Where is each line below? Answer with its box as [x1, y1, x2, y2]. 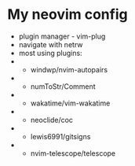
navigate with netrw [18, 39, 83, 49]
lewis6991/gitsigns [30, 131, 91, 141]
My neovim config [7, 6, 128, 24]
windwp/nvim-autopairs [30, 65, 108, 74]
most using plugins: [18, 48, 83, 57]
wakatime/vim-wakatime [30, 98, 111, 108]
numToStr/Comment [30, 81, 96, 91]
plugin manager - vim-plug [18, 31, 106, 41]
